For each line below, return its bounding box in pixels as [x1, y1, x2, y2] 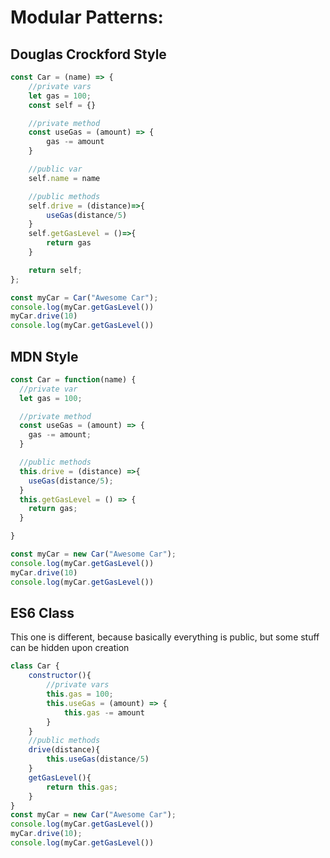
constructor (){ [28, 671, 92, 681]
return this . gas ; [46, 782, 118, 792]
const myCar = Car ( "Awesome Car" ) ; [10, 292, 159, 303]
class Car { [10, 661, 60, 671]
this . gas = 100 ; [46, 689, 114, 699]
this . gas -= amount [63, 707, 145, 718]
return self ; [28, 265, 83, 275]
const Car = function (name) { [10, 374, 137, 385]
